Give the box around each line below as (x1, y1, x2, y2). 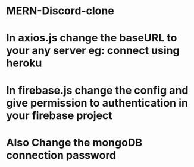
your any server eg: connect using (6, 44, 180, 57)
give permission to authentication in (6, 96, 189, 110)
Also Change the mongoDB (6, 136, 143, 149)
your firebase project (6, 108, 113, 122)
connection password (6, 148, 117, 162)
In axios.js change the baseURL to (6, 31, 177, 45)
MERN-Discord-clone (6, 4, 114, 18)
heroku (6, 56, 42, 70)
